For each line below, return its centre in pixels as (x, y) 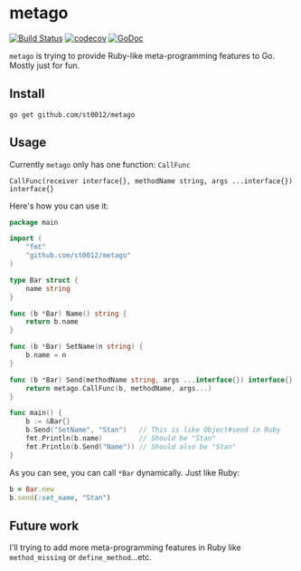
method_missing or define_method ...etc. (80, 557)
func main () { (36, 413)
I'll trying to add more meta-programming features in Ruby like (125, 547)
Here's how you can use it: (59, 206)
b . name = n (46, 355)
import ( (26, 238)
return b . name (52, 322)
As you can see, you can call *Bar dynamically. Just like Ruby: (125, 472)
